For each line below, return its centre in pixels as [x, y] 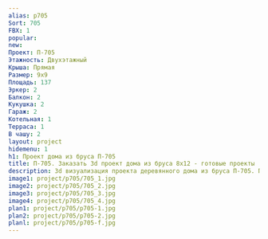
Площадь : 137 [30, 82]
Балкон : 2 [25, 97]
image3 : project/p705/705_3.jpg [62, 193]
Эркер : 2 [23, 90]
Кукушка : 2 [26, 104]
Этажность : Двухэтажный [48, 61]
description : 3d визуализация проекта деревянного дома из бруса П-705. [132, 171]
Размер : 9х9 [28, 75]
